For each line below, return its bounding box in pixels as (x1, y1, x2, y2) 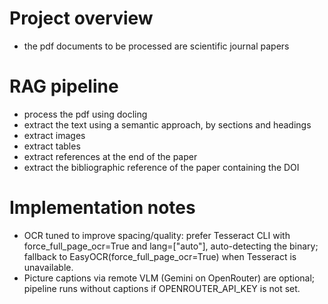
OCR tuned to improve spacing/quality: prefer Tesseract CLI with (23, 229, 291, 241)
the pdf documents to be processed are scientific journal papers (23, 40, 290, 52)
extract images (23, 129, 86, 141)
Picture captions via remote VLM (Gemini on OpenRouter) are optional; (23, 272, 316, 284)
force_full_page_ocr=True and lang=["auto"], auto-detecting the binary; (23, 240, 319, 252)
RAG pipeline (9, 75, 119, 98)
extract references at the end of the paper (23, 150, 198, 162)
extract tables (23, 140, 81, 152)
